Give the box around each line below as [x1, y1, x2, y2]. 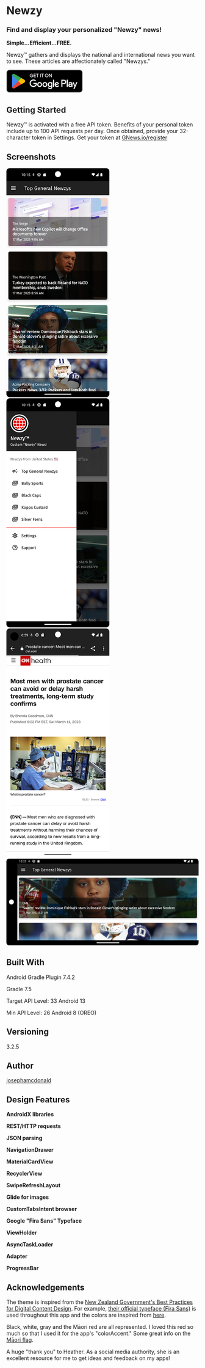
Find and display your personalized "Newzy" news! [6, 26, 162, 34]
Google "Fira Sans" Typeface [6, 1217, 82, 1224]
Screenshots [6, 151, 56, 162]
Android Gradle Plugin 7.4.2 [6, 973, 75, 981]
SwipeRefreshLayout [6, 1182, 61, 1189]
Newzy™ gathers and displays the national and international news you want [6, 51, 195, 59]
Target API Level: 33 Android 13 [6, 997, 85, 1005]
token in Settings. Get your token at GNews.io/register [32, 134, 168, 141]
